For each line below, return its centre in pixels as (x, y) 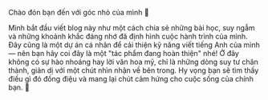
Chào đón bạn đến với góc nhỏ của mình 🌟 (79, 12)
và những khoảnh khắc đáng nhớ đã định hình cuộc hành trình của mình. (128, 36)
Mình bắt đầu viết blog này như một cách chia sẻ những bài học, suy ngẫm (132, 28)
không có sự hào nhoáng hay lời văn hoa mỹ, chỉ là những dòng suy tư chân (133, 62)
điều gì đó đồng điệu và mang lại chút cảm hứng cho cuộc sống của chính (131, 79)
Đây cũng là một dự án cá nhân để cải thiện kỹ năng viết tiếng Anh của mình (134, 45)
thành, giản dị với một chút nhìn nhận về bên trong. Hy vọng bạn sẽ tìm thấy (134, 70)
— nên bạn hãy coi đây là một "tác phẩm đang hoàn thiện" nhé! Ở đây (124, 53)
